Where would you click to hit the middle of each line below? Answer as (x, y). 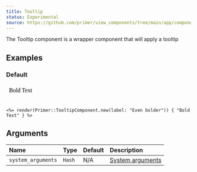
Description (126, 150)
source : (16, 22)
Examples (24, 57)
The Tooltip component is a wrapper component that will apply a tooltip (92, 39)
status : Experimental (33, 17)
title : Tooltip (25, 11)
